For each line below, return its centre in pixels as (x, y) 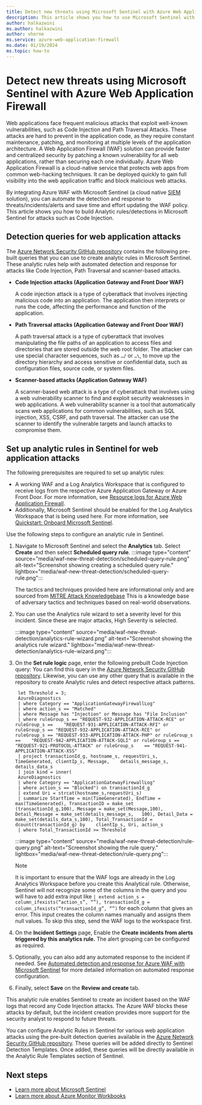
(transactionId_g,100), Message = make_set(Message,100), (89, 809)
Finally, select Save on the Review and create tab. (77, 988)
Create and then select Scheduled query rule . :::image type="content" (103, 552)
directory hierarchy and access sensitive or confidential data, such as (101, 362)
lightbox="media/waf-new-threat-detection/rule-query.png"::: (91, 854)
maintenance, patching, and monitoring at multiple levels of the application (99, 142)
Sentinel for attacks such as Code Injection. (60, 218)
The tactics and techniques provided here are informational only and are (104, 590)
